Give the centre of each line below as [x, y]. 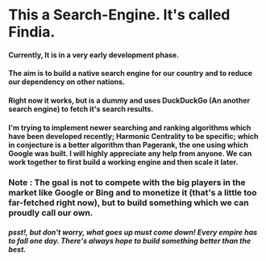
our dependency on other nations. [66, 82]
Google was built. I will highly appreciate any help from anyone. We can [130, 153]
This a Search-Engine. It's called [119, 15]
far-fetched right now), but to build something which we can [129, 203]
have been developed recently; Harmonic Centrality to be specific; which [134, 136]
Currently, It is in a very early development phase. [94, 55]
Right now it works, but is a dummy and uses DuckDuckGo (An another [129, 100]
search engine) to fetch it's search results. [81, 109]
